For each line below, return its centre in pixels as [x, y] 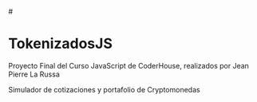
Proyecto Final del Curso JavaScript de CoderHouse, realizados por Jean [129, 65]
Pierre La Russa [34, 74]
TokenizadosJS [61, 44]
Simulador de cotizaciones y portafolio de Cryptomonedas [105, 89]
